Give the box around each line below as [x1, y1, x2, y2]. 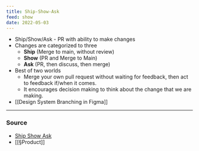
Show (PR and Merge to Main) [23, 54, 98, 62]
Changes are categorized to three [14, 42, 98, 49]
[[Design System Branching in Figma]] [14, 99, 108, 106]
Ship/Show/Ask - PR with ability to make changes [14, 36, 136, 43]
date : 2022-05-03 [6, 19, 49, 25]
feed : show [6, 14, 33, 20]
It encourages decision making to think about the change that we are [23, 86, 192, 93]
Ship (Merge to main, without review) [23, 48, 114, 55]
